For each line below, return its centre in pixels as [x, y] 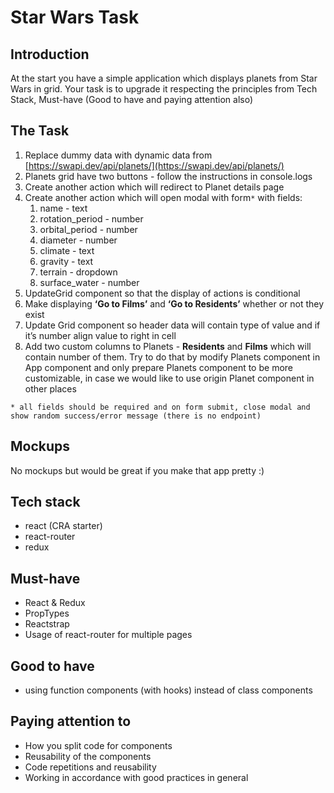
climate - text [67, 250]
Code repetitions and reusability [90, 767]
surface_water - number [89, 282]
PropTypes [47, 613]
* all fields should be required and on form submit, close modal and [160, 407]
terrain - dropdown [78, 272]
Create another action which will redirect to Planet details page [154, 187]
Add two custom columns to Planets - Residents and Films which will [168, 346]
